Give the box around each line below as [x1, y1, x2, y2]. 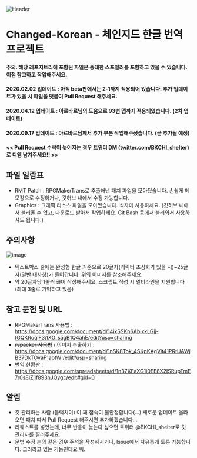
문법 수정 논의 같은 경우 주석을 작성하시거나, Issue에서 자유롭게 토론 [14, 439, 171, 446]
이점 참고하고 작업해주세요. [6, 71, 68, 78]
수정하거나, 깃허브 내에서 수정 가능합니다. [35, 194, 129, 201]
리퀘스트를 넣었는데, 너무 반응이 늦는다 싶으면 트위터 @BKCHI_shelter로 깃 [14, 424, 186, 431]
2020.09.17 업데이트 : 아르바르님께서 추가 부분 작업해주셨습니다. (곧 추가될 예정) [6, 130, 190, 137]
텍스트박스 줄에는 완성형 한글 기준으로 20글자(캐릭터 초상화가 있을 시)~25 [14, 263, 184, 270]
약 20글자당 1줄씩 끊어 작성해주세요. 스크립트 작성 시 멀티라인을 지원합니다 [14, 278, 185, 285]
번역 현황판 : [14, 361, 44, 368]
